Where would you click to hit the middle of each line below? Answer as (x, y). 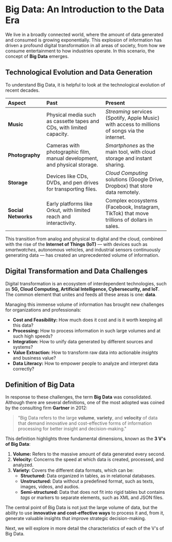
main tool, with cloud (131, 152)
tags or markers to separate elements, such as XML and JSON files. (92, 497)
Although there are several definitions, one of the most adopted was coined (85, 403)
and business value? (34, 358)
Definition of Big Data (40, 384)
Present (115, 102)
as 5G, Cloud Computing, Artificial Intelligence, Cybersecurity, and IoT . (82, 289)
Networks (20, 216)
